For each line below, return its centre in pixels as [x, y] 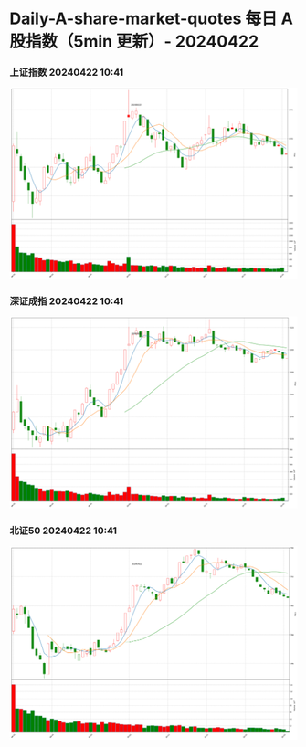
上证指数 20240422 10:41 [67, 72]
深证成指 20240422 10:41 [67, 301]
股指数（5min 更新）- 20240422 [134, 42]
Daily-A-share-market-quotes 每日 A [152, 19]
